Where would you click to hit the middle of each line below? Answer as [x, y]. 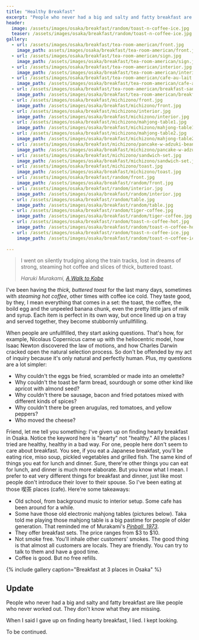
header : [16, 23]
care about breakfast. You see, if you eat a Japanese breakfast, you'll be [95, 451]
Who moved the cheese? [45, 420]
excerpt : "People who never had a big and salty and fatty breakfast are [99, 17]
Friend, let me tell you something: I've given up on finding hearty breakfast [97, 432]
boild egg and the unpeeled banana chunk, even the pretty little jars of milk [98, 309]
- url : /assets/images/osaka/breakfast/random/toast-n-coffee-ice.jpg [100, 232]
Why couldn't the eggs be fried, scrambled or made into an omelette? [99, 376]
